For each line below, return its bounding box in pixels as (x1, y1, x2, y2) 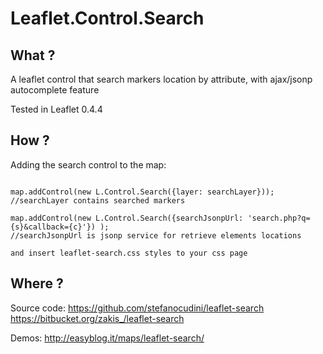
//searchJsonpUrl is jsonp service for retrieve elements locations (10, 230, 302, 241)
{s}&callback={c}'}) (10, 222, 97, 232)
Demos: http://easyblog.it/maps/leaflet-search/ (10, 332, 205, 344)
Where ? (10, 275, 64, 292)
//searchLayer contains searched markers (10, 195, 186, 206)
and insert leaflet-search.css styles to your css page (10, 248, 248, 258)
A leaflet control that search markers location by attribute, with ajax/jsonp (10, 73, 313, 85)
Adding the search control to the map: (10, 158, 167, 171)
